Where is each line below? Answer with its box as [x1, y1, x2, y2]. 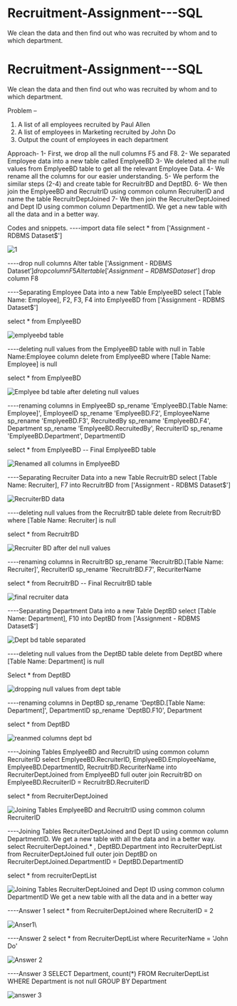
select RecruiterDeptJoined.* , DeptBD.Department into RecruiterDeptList [7, 842, 223, 850]
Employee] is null [7, 359, 58, 368]
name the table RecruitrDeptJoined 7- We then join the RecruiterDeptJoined [7, 194, 230, 203]
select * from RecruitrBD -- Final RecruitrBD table [7, 578, 152, 587]
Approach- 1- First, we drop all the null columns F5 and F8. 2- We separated [7, 149, 231, 158]
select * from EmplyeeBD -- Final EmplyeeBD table [7, 445, 157, 454]
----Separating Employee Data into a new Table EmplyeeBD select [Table [7, 288, 222, 296]
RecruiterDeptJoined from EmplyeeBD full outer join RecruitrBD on [7, 770, 202, 779]
